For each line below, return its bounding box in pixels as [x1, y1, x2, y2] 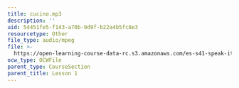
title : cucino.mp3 [7, 10, 62, 18]
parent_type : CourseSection [7, 63, 91, 70]
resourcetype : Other [7, 30, 69, 38]
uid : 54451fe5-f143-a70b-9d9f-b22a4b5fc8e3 [7, 23, 139, 31]
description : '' [7, 17, 55, 24]
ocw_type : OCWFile [7, 57, 62, 64]
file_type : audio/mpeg [7, 37, 75, 44]
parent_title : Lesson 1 [7, 70, 78, 77]
